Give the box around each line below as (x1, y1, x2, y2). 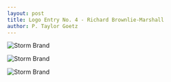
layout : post (7, 10, 45, 17)
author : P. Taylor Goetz (7, 23, 78, 29)
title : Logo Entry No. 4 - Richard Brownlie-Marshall (7, 16, 165, 23)
